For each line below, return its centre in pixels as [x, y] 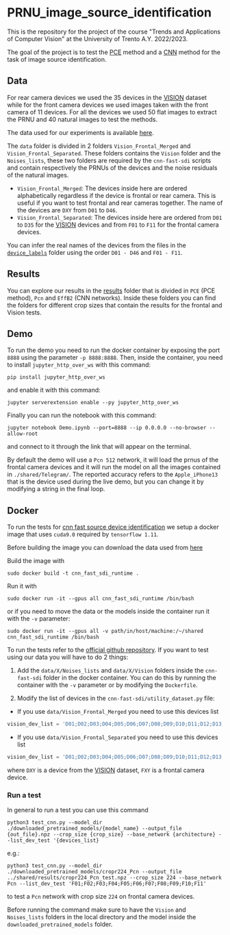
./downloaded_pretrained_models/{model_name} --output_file [95, 829]
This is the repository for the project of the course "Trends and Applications [114, 32]
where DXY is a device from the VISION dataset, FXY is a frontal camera [106, 770]
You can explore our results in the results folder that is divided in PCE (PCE [111, 290]
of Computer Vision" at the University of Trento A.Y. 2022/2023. [98, 38]
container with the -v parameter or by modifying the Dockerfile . [107, 685]
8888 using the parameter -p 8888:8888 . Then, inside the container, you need [115, 358]
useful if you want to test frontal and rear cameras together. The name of [120, 203]
